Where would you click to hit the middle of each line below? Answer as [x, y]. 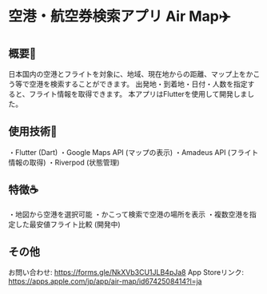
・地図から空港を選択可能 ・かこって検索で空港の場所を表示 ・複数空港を [129, 214]
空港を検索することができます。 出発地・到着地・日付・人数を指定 [138, 84]
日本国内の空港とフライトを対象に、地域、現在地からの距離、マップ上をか [131, 74]
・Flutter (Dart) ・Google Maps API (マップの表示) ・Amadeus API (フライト [133, 152]
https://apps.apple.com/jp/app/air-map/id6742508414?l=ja [105, 281]
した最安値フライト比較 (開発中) [68, 224]
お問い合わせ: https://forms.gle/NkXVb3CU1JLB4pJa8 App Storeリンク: [126, 272]
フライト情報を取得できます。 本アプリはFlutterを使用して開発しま [138, 94]
